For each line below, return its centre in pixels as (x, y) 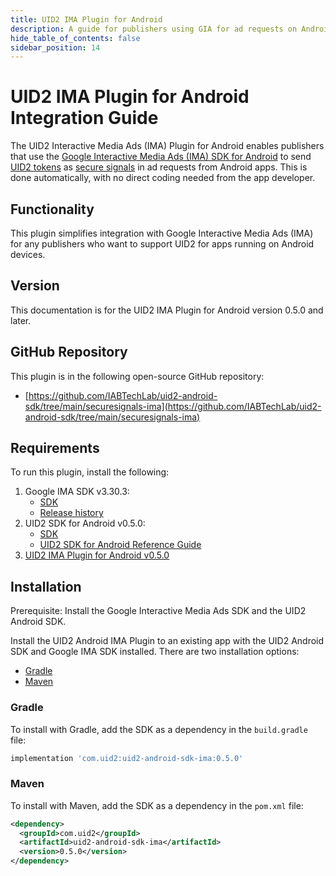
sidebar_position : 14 (55, 47)
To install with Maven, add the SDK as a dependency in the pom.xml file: (157, 805)
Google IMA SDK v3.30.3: (77, 492)
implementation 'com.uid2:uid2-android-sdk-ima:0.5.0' (127, 758)
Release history (71, 513)
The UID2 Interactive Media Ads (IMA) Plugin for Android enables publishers (167, 146)
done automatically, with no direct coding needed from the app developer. (163, 178)
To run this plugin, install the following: (90, 472)
